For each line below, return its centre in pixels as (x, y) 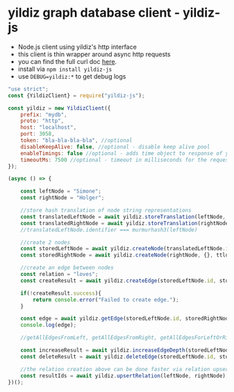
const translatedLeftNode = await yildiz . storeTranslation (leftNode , (123, 217)
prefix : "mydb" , (44, 115)
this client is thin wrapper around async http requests (94, 54)
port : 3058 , (37, 134)
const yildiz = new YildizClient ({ (59, 108)
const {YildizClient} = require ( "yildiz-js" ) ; (76, 95)
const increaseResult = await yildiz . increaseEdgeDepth (103, 350)
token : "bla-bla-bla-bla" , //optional (76, 140)
